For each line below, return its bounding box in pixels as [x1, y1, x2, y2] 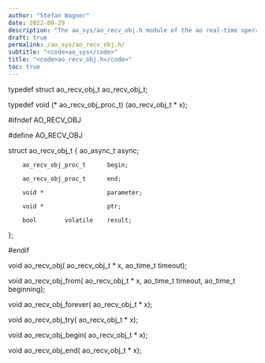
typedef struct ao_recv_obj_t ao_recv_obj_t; [8, 84, 148, 94]
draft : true [8, 33, 47, 42]
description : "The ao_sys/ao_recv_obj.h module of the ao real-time [8, 26, 238, 34]
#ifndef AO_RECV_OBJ [8, 115, 81, 125]
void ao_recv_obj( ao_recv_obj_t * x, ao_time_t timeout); [8, 260, 188, 270]
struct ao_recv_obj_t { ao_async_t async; [8, 145, 140, 155]
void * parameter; [22, 189, 144, 196]
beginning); [8, 284, 46, 294]
